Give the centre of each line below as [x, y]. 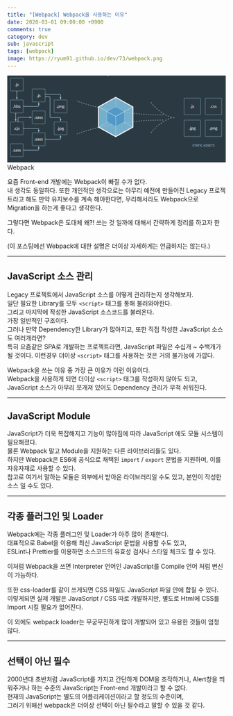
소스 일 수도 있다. [31, 485]
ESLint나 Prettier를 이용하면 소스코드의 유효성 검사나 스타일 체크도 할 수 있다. [112, 551]
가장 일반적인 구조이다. [38, 320]
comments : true [29, 29]
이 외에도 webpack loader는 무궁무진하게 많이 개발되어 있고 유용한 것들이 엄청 [113, 622]
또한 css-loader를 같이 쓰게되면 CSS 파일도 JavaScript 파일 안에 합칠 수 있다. [113, 590]
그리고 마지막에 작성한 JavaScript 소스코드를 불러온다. [81, 312]
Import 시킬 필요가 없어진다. [45, 607]
